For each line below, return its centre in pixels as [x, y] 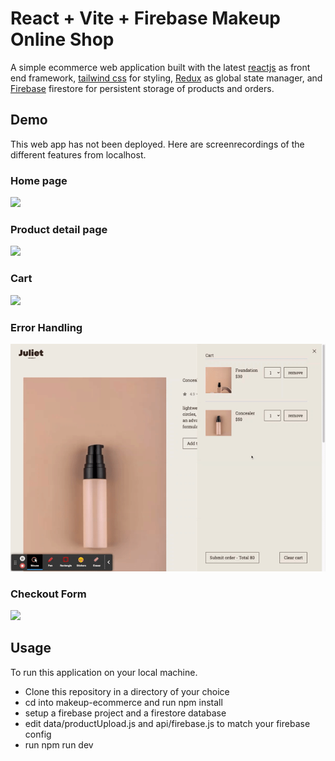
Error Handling [46, 327]
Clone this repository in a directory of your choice [127, 691]
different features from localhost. [78, 154]
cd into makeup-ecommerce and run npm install [123, 702]
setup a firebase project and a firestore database [125, 713]
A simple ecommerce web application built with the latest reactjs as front [160, 67]
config [38, 734]
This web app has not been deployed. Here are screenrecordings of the [157, 144]
